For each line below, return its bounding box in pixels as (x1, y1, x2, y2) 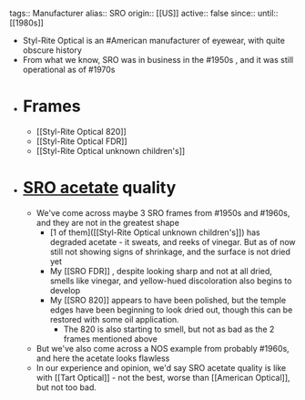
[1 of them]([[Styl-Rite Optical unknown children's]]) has (49, 227, 261, 238)
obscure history (22, 45, 82, 56)
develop (49, 284, 80, 295)
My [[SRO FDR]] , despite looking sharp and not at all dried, (49, 265, 273, 276)
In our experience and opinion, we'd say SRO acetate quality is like (36, 362, 287, 373)
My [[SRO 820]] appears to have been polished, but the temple (49, 294, 287, 305)
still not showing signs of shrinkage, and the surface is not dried (49, 246, 291, 257)
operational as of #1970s (22, 64, 116, 75)
